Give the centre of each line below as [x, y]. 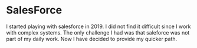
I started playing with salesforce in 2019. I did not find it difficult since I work [98, 26]
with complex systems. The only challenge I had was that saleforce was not [98, 32]
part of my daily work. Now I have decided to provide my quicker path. [92, 39]
